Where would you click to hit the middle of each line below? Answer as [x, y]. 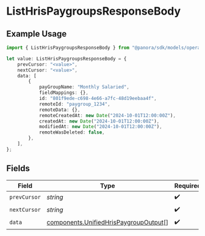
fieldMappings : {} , [63, 93]
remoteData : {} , [59, 110]
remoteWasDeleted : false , [72, 132]
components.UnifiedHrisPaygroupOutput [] [108, 223]
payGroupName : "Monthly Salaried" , [84, 87]
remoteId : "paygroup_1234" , [75, 104]
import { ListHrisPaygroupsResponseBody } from [68, 48]
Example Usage [37, 34]
